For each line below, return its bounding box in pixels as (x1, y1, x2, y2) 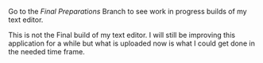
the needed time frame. (8, 47, 85, 56)
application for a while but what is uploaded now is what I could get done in (8, 39, 256, 48)
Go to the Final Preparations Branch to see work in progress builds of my (8, 7, 248, 16)
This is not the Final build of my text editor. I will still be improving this (8, 31, 236, 39)
